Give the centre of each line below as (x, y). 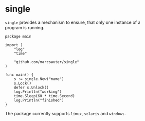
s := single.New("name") (39, 79)
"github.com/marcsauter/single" (46, 62)
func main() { (19, 75)
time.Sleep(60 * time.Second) (45, 96)
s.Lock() (23, 83)
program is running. (25, 27)
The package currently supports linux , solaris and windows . (65, 113)
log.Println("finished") (39, 100)
